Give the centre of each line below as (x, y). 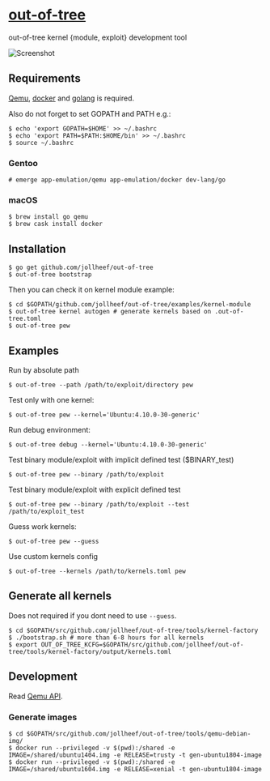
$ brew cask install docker (56, 224)
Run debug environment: (50, 429)
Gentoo (23, 163)
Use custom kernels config (53, 556)
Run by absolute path (44, 369)
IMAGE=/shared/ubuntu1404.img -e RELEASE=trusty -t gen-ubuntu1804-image (135, 755)
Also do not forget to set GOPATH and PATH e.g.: (90, 113)
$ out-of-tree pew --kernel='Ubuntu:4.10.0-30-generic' (104, 415)
